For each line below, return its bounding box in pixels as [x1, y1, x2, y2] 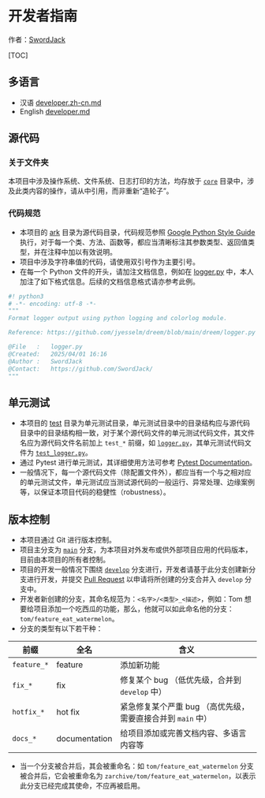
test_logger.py [35, 449, 85, 457]
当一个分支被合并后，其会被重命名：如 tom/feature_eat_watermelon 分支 [19, 762, 254, 771]
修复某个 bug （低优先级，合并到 [119, 675, 242, 686]
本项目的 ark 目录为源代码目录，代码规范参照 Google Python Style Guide [19, 227, 256, 237]
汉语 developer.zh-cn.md [19, 98, 102, 107]
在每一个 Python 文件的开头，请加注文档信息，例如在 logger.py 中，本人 [19, 267, 254, 276]
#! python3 [8, 293, 44, 300]
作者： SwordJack [8, 35, 65, 44]
